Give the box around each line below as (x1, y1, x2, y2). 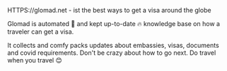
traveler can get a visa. (7, 27, 74, 36)
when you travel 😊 (7, 56, 62, 64)
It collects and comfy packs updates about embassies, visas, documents (7, 41, 219, 49)
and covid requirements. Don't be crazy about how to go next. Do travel (7, 49, 216, 57)
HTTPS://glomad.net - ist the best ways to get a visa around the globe (7, 6, 211, 14)
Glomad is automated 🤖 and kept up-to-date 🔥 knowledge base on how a (7, 20, 221, 27)
